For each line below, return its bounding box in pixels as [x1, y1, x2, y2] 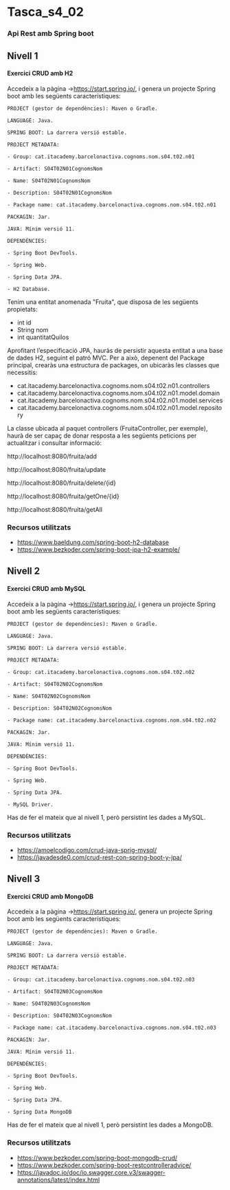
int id [16, 318, 32, 327]
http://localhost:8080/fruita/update [7, 465, 106, 473]
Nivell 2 [7, 565, 41, 577]
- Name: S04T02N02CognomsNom [7, 693, 91, 700]
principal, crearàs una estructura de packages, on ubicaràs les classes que [7, 360, 220, 369]
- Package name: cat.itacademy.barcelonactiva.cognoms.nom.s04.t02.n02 [7, 717, 216, 724]
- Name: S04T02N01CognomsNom [7, 177, 91, 184]
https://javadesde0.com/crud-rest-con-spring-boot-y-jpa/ [16, 853, 183, 861]
